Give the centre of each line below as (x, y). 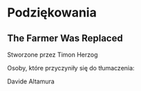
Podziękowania (52, 13)
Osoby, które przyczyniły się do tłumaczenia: (71, 68)
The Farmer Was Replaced (65, 38)
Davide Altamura (31, 81)
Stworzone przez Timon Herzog (53, 54)
